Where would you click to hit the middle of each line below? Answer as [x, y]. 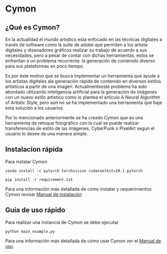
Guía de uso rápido [35, 210]
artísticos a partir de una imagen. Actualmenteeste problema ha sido [76, 87]
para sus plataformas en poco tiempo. [45, 66]
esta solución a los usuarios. [35, 108]
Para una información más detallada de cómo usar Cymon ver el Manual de [83, 241]
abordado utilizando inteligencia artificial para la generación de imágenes [81, 92]
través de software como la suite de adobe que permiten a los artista [76, 45]
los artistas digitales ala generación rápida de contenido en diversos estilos [83, 81]
